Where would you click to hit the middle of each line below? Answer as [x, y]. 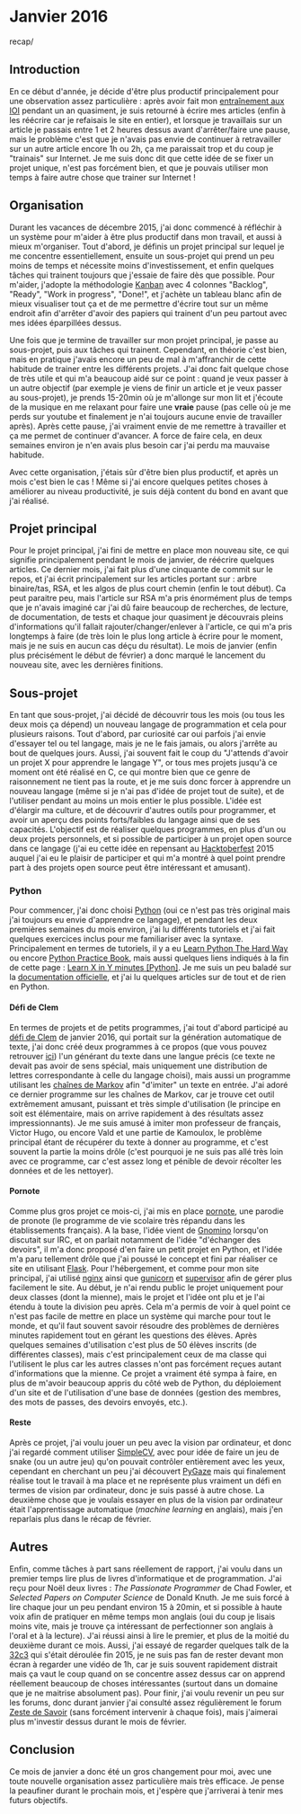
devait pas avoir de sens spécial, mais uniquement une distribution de [138, 1066]
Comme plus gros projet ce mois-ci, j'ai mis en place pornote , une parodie [147, 1211]
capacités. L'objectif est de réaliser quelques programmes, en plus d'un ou [148, 829]
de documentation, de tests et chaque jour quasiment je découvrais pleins [146, 617]
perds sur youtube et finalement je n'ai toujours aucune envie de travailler [146, 416]
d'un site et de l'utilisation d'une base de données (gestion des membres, [145, 1392]
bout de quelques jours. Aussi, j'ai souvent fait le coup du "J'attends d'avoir [149, 753]
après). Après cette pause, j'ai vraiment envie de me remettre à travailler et [148, 426]
